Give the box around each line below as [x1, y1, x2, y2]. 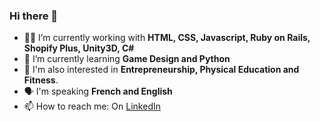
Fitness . [23, 74, 59, 86]
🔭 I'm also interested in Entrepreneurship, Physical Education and [23, 64, 300, 76]
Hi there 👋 [9, 9, 59, 23]
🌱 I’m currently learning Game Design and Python [23, 53, 231, 65]
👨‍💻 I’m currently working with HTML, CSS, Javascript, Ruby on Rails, [23, 32, 311, 44]
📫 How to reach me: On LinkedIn [23, 100, 161, 113]
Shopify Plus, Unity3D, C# [23, 42, 135, 54]
